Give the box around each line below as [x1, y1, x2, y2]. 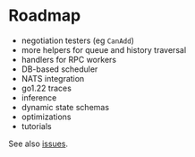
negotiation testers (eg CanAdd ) [21, 35, 135, 46]
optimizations [21, 111, 72, 122]
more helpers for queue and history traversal [21, 44, 187, 55]
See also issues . [8, 138, 69, 149]
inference [21, 92, 57, 103]
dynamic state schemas [21, 101, 109, 112]
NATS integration [21, 73, 85, 83]
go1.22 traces [21, 83, 72, 93]
